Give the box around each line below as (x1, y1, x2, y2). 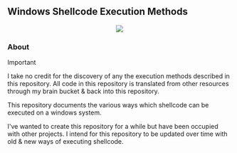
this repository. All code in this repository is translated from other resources (7, 80, 229, 88)
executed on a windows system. (7, 108, 102, 117)
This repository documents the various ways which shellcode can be (7, 101, 209, 110)
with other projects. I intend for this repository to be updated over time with (7, 130, 228, 138)
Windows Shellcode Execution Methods (7, 6, 189, 18)
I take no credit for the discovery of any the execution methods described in (7, 72, 230, 80)
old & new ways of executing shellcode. (7, 137, 124, 146)
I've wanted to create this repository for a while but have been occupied (7, 122, 218, 131)
